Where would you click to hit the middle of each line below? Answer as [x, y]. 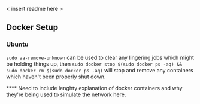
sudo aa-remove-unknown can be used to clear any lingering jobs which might [100, 57]
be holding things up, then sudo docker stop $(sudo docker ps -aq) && [94, 64]
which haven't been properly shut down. [56, 77]
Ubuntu [17, 44]
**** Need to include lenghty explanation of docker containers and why [94, 88]
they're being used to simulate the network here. [66, 94]
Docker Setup [32, 27]
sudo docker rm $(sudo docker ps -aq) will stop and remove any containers [100, 70]
